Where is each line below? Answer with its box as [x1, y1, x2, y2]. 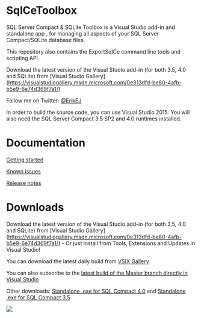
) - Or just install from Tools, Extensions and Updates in [58, 239, 196, 247]
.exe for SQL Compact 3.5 [6, 293, 70, 301]
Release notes [6, 179, 42, 187]
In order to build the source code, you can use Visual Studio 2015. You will [6, 108, 190, 116]
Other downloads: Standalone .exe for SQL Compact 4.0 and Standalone [6, 287, 186, 295]
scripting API [6, 54, 38, 61]
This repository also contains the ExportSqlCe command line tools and [6, 48, 181, 55]
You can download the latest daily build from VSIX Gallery [6, 257, 149, 265]
